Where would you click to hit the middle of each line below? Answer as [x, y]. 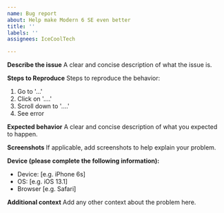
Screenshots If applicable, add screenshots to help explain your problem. [112, 148]
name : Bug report [32, 13]
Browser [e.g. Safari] [47, 189]
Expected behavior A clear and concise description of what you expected [112, 127]
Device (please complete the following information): [83, 161]
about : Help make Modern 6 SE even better [69, 20]
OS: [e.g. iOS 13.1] [42, 182]
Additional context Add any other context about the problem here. [102, 202]
